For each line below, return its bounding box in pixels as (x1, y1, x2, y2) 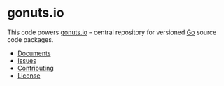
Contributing (17, 64, 54, 72)
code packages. (7, 35, 54, 43)
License (17, 71, 41, 80)
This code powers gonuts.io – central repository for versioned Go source (7, 28, 217, 36)
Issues (17, 56, 37, 64)
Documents (17, 49, 51, 57)
